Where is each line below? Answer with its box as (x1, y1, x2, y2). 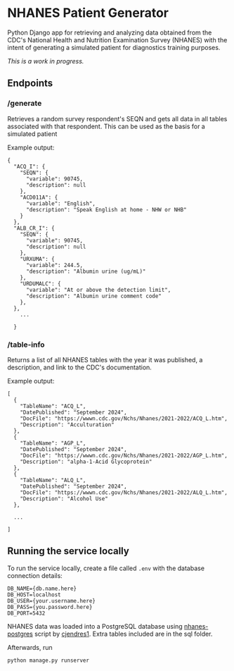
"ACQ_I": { (13, 163, 46, 170)
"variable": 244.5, (25, 261, 83, 269)
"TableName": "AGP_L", (20, 439, 86, 447)
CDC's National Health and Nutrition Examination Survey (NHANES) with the (7, 35, 228, 44)
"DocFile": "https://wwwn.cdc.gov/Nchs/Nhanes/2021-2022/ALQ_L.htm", (20, 488, 228, 496)
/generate (7, 99, 42, 109)
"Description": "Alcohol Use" (20, 495, 109, 502)
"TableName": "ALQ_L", (20, 476, 86, 484)
